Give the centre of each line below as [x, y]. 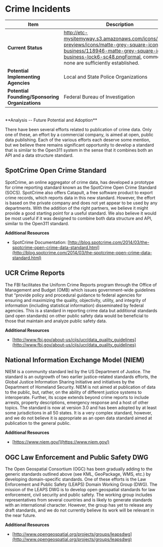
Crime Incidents [38, 9]
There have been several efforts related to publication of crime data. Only [78, 129]
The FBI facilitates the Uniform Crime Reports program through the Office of [81, 284]
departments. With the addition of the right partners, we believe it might [77, 208]
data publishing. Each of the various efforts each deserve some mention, [78, 140]
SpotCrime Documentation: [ [41, 242]
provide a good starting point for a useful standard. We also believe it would [81, 213]
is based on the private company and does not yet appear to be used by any [81, 203]
